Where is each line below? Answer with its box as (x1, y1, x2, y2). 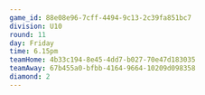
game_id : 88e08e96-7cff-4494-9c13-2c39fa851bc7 (9, 13, 192, 23)
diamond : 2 (9, 72, 51, 81)
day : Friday (9, 38, 54, 48)
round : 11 (9, 30, 47, 39)
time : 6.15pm (9, 47, 59, 56)
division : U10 (9, 22, 63, 31)
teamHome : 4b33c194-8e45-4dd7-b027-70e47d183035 (9, 55, 196, 64)
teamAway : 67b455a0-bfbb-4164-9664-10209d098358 (9, 64, 196, 73)
